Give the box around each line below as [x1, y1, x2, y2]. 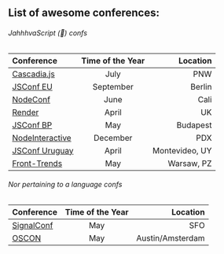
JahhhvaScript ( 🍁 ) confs [8, 28, 88, 38]
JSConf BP [12, 120, 53, 131]
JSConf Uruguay [12, 145, 74, 156]
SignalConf [12, 219, 53, 230]
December [94, 132, 133, 143]
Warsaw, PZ [167, 157, 212, 168]
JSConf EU [12, 81, 53, 92]
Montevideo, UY [152, 145, 212, 156]
